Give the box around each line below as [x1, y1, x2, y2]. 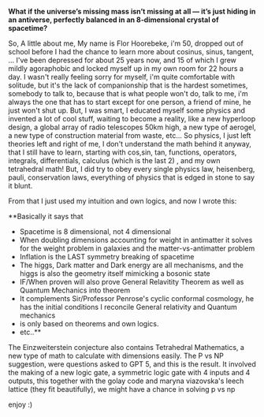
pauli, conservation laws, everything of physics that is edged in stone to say [8, 173, 255, 182]
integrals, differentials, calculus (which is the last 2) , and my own [8, 156, 221, 165]
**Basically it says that [8, 212, 84, 221]
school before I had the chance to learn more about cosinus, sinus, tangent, [8, 47, 255, 56]
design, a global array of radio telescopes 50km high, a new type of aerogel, [8, 122, 256, 132]
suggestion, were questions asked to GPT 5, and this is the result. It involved [8, 359, 256, 369]
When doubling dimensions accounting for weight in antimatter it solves [19, 236, 253, 244]
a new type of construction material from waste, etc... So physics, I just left [8, 131, 251, 140]
